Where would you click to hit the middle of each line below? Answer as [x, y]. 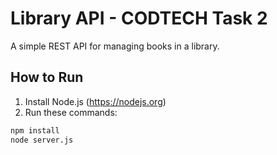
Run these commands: [71, 112]
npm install [35, 130]
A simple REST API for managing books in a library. [115, 46]
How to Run [47, 77]
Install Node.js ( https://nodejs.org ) [95, 101]
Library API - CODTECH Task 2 [139, 18]
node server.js [42, 140]
